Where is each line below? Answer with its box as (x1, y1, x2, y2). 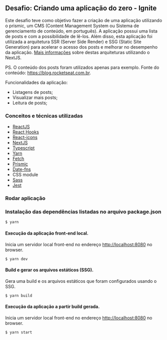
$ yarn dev (5, 256, 28, 261)
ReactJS (12, 124, 30, 130)
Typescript (12, 145, 35, 151)
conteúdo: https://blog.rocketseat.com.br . (5, 70, 91, 76)
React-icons (12, 134, 37, 140)
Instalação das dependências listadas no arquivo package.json (5, 208, 161, 215)
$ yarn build (5, 293, 32, 298)
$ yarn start (5, 329, 32, 335)
